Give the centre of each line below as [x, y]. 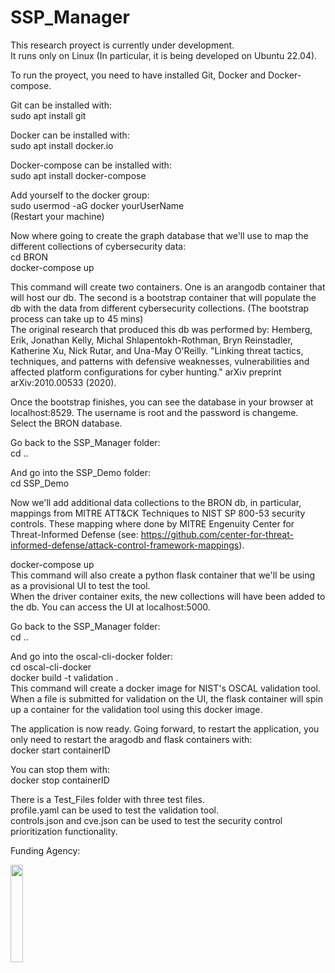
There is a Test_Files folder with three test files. [107, 799]
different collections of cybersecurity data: [98, 246]
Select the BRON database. [66, 423]
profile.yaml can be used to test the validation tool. [114, 810]
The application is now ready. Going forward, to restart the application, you [165, 728]
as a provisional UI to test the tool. [80, 585]
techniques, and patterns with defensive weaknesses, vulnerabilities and [160, 361]
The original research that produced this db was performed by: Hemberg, [161, 329]
